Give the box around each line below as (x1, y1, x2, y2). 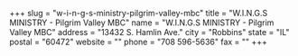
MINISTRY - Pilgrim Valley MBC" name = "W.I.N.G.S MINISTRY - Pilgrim (9, 17, 275, 28)
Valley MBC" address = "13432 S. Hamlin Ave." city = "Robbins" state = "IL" (9, 27, 290, 37)
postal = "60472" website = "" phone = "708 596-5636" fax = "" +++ (9, 36, 268, 47)
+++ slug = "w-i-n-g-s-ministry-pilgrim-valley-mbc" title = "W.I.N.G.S (9, 8, 268, 18)
